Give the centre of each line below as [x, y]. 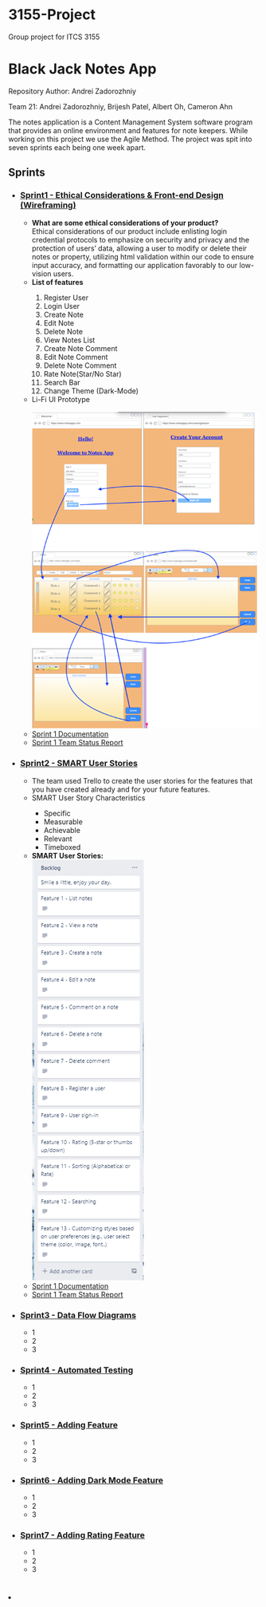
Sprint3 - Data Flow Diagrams [78, 1315]
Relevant [58, 839]
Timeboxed [62, 847]
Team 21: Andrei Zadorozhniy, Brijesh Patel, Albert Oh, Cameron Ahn [121, 106]
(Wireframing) [48, 205]
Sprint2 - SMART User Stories [78, 764]
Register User [66, 298]
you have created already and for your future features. [121, 789]
